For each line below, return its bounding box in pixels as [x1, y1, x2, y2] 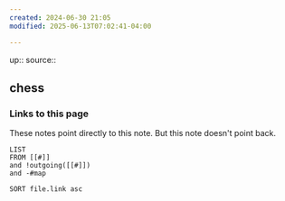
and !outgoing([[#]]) [9, 161, 91, 170]
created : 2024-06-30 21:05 [9, 13, 111, 23]
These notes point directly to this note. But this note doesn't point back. [9, 128, 276, 139]
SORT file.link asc [9, 185, 83, 194]
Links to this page [9, 107, 89, 120]
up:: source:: [9, 54, 57, 65]
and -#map [9, 169, 47, 178]
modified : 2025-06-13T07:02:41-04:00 [9, 22, 152, 31]
